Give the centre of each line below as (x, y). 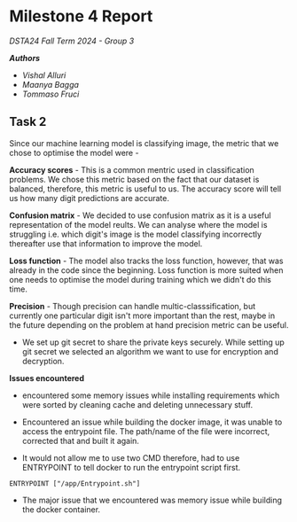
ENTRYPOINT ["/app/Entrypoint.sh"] (75, 483)
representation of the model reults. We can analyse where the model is (138, 224)
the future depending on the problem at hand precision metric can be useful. (149, 324)
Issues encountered (47, 378)
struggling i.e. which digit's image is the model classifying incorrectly (136, 234)
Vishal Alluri (44, 75)
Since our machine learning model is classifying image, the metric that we (144, 143)
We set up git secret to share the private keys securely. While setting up (153, 342)
